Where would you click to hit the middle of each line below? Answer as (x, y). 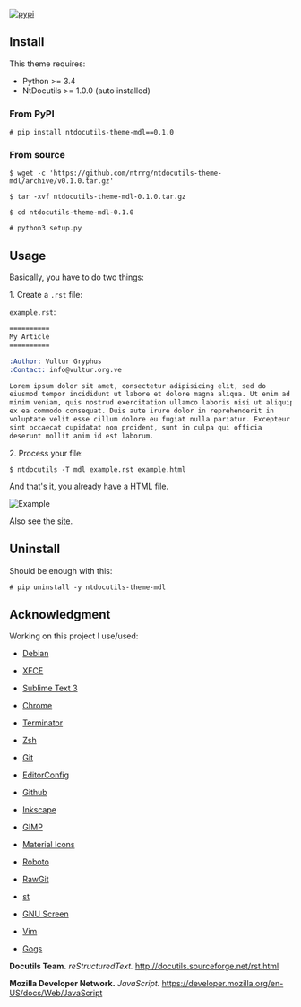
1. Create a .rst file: (46, 295)
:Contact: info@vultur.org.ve (66, 369)
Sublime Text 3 (50, 688)
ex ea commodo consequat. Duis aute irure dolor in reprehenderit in (142, 411)
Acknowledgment (60, 614)
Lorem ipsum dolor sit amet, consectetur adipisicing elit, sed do (138, 386)
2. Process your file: (46, 453)
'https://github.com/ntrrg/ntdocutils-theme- (135, 174)
